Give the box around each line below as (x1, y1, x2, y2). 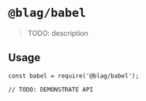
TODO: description (27, 28, 89, 38)
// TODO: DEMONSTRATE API (8, 85, 93, 93)
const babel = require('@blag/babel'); (8, 72, 140, 80)
